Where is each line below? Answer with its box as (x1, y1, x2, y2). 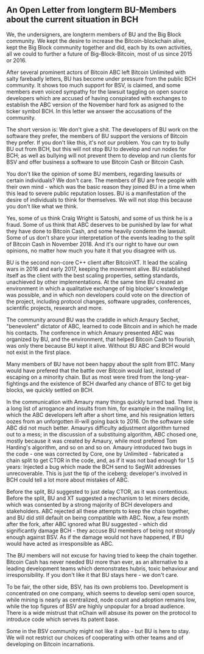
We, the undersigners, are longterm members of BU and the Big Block (6, 31, 181, 38)
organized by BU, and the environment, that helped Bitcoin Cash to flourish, (6, 336, 196, 343)
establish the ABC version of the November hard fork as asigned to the (6, 101, 184, 108)
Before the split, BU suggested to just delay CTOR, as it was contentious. (6, 488, 189, 495)
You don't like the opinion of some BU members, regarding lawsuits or (6, 170, 182, 177)
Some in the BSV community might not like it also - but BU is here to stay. (6, 627, 191, 634)
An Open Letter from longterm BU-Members (6, 5, 177, 15)
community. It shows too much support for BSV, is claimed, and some (6, 81, 181, 89)
